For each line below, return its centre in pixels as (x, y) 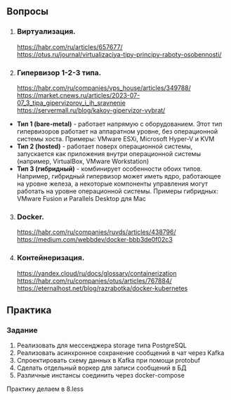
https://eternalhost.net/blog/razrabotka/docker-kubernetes (102, 288)
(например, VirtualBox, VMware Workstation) (83, 161)
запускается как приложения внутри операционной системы (109, 153)
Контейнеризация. (51, 258)
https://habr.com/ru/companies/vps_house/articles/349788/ (104, 88)
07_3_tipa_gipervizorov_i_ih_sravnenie (71, 103)
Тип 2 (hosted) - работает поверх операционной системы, (105, 146)
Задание (22, 330)
